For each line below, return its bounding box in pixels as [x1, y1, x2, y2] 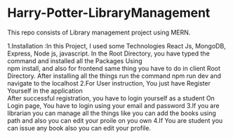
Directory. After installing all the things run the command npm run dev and [7, 72, 221, 80]
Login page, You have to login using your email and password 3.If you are [7, 101, 220, 110]
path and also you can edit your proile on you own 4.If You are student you [7, 116, 223, 124]
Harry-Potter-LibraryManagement [7, 5, 211, 21]
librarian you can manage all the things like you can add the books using [7, 109, 216, 117]
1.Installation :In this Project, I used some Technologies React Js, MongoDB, [7, 41, 226, 50]
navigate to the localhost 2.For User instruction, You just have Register [7, 79, 211, 87]
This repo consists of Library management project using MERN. [7, 28, 191, 37]
